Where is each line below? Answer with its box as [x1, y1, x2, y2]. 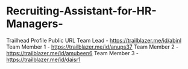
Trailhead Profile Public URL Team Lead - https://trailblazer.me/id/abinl [6, 37, 182, 44]
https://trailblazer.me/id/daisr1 [6, 56, 81, 63]
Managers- [6, 17, 63, 31]
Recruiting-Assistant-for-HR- [6, 4, 157, 18]
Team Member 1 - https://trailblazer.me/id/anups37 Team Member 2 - [6, 43, 179, 50]
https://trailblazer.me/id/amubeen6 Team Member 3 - [6, 49, 139, 56]
